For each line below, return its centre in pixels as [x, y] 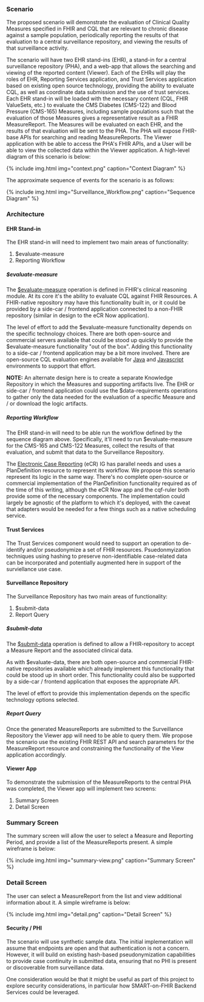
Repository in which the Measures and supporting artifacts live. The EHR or [100, 384]
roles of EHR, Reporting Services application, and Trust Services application [101, 79]
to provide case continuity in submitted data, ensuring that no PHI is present [101, 961]
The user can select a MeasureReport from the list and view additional [94, 896]
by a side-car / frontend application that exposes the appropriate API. [93, 681]
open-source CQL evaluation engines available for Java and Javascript [95, 360]
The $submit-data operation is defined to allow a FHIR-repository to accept [100, 643]
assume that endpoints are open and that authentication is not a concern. [98, 948]
